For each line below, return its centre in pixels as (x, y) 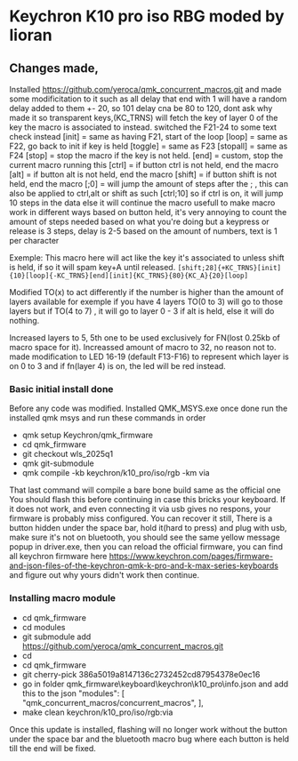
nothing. (24, 320)
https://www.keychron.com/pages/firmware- (191, 557)
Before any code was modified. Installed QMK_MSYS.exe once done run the (149, 409)
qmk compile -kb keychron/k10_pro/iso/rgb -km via (116, 473)
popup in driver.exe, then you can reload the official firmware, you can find (146, 547)
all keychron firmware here (58, 557)
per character (34, 240)
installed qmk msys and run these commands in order (108, 418)
